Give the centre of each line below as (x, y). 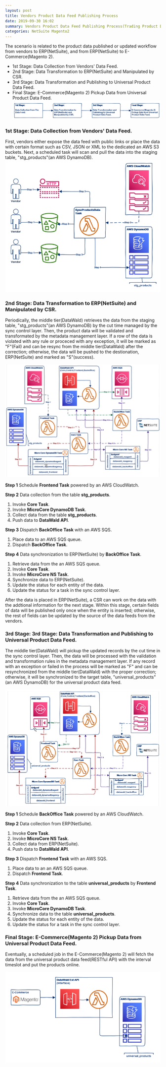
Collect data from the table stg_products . (55, 515)
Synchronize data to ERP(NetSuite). (48, 580)
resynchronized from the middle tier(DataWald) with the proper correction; (81, 672)
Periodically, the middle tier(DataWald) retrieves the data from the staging (80, 320)
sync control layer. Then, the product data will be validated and (69, 330)
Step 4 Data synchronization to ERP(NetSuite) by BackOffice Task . (73, 554)
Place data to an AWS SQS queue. (47, 539)
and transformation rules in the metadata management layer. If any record (80, 661)
